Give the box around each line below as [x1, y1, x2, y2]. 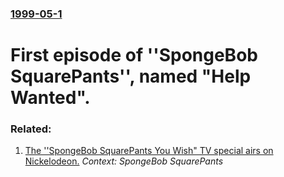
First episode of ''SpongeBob [10, 44, 258, 67]
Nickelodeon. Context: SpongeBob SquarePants [24, 155, 224, 167]
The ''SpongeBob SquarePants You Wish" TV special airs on [24, 145, 274, 157]
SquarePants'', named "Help [10, 65, 252, 88]
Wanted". [10, 87, 91, 109]
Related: [10, 122, 52, 136]
